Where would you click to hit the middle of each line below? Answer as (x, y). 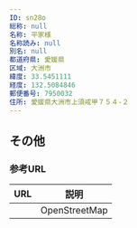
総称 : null (28, 26)
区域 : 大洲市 (30, 69)
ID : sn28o (28, 18)
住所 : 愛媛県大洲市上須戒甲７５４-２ (69, 102)
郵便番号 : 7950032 (41, 93)
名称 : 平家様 (30, 34)
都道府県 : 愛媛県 (37, 60)
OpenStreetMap (74, 211)
